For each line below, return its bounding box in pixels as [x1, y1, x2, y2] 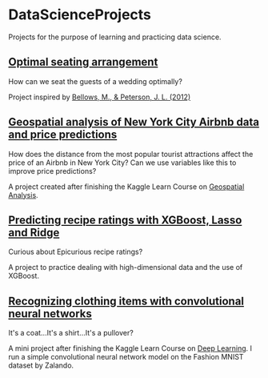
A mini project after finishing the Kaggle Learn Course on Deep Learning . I [8, 344, 253, 353]
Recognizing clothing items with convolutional [8, 294, 245, 308]
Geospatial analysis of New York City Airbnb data [8, 115, 260, 129]
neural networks [8, 307, 92, 320]
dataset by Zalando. [8, 360, 74, 370]
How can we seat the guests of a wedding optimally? [8, 76, 182, 86]
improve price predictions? [8, 166, 97, 175]
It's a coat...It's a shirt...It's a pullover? [8, 328, 134, 338]
